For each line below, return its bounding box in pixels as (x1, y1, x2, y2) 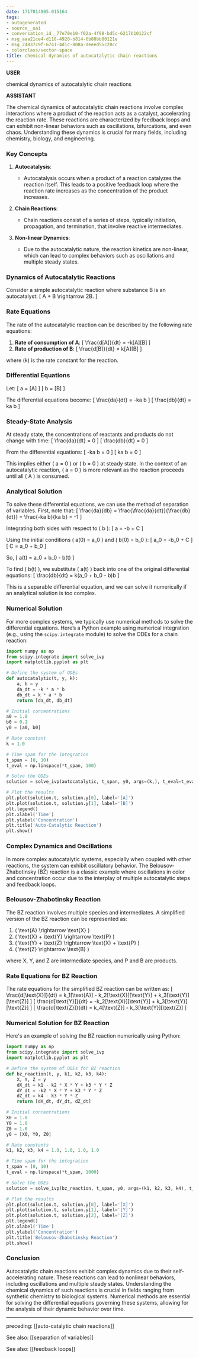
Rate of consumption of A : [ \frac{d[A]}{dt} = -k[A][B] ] (14, 339, 151, 346)
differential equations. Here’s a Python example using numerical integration (6, 624, 190, 631)
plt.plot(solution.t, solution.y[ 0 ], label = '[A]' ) (6, 795, 134, 801)
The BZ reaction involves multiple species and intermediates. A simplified (6, 908, 185, 916)
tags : (6, 14, 20, 20)
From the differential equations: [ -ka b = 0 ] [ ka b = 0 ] (6, 448, 142, 456)
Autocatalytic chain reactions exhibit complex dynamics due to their (6, 1267, 172, 1274)
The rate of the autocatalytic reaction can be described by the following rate (6, 321, 192, 328)
